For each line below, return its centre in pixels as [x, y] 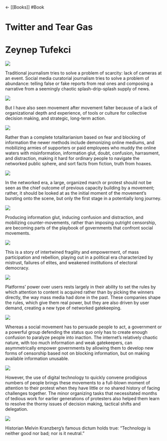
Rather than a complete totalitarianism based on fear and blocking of [75, 137]
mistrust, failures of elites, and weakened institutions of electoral [71, 263]
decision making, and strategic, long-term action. [55, 118]
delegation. [17, 409]
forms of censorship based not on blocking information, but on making [78, 353]
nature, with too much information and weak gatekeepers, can [69, 343]
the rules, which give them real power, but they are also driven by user [77, 303]
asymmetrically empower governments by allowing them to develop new [79, 348]
